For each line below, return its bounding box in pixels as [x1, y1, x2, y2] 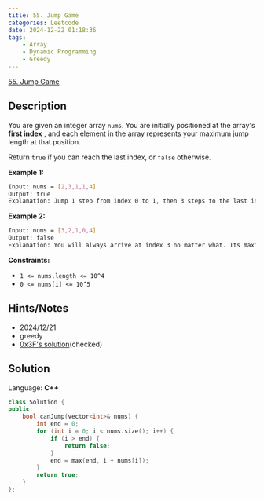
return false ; [64, 441, 111, 450]
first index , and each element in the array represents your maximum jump [8, 129, 249, 138]
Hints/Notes [8, 302, 69, 315]
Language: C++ [8, 382, 59, 393]
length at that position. [8, 137, 81, 146]
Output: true [8, 190, 51, 198]
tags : [8, 33, 26, 42]
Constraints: [8, 255, 50, 265]
